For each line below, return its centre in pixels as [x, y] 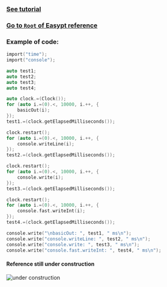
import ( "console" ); [31, 60]
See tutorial [24, 9]
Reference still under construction [50, 264]
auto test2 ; [21, 77]
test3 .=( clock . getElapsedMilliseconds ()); [61, 188]
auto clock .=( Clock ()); [36, 99]
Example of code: [32, 41]
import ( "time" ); [27, 54]
